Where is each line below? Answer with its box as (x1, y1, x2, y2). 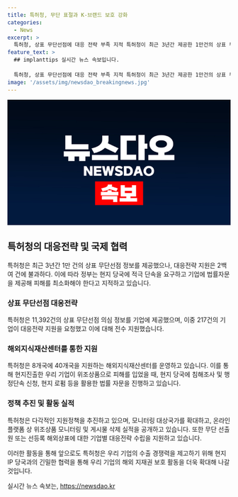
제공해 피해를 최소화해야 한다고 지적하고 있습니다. (14, 279, 151, 287)
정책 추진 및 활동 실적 (7, 398, 74, 408)
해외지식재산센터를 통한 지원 (7, 344, 98, 354)
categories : (7, 18, 42, 26)
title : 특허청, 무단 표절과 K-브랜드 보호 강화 (7, 11, 128, 18)
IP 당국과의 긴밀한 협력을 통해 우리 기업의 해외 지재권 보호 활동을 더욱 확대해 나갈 (7, 457, 230, 466)
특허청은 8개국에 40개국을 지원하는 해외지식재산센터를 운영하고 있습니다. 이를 (7, 362, 222, 370)
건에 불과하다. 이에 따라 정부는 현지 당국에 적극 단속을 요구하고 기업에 (14, 269, 205, 278)
